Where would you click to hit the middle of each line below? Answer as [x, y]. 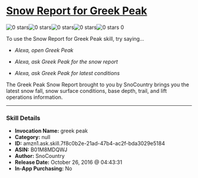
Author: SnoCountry [39, 156]
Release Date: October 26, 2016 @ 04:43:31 [68, 162]
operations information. [34, 97]
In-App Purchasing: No [43, 169]
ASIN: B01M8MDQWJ [41, 150]
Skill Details [23, 118]
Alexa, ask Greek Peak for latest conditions [67, 73]
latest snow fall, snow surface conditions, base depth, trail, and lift [86, 90]
